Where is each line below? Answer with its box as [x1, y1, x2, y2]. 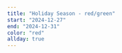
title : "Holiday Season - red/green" [7, 10, 116, 17]
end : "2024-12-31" [7, 23, 60, 30]
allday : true [7, 36, 45, 43]
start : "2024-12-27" [7, 17, 67, 23]
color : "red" [7, 29, 45, 36]
